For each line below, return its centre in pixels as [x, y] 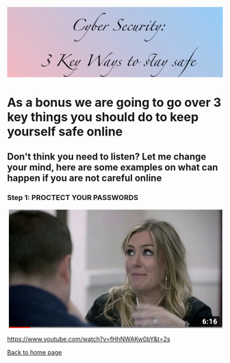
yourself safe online [65, 132]
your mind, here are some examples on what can [113, 167]
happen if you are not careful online [85, 178]
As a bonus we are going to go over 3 [114, 103]
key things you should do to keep [103, 117]
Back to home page [35, 353]
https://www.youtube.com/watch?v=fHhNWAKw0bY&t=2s [89, 339]
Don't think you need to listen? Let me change [107, 157]
